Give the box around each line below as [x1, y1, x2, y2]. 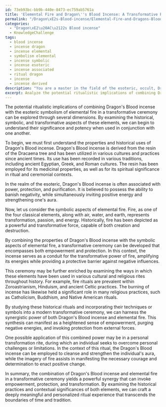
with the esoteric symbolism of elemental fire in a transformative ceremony [5, 109, 158, 115]
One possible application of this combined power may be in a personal [5, 335, 149, 340]
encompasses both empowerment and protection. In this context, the [5, 248, 146, 254]
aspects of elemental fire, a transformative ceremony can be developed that [5, 243, 160, 249]
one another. [5, 130, 31, 136]
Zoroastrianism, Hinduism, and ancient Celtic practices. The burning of [5, 284, 150, 290]
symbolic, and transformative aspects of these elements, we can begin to [5, 120, 155, 126]
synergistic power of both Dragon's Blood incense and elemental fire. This [5, 315, 157, 321]
